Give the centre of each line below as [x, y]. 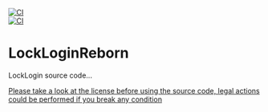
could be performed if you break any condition [85, 99]
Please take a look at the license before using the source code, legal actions [134, 90]
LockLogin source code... [50, 75]
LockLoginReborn [69, 53]
